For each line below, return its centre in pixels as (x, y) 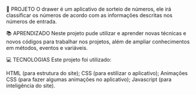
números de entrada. (32, 21)
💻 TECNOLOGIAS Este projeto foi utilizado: (59, 60)
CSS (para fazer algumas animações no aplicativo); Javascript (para (89, 79)
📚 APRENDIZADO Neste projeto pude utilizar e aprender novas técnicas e (96, 33)
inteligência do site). (31, 86)
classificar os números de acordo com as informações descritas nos (89, 15)
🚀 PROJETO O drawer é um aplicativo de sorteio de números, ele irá (89, 9)
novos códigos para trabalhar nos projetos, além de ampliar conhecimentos (98, 42)
